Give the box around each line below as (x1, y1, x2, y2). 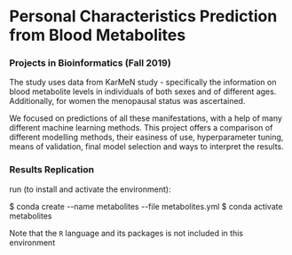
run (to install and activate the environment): (9, 184, 171, 195)
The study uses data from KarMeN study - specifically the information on (9, 77, 277, 88)
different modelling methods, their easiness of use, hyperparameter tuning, (9, 131, 284, 143)
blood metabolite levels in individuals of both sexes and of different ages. (9, 86, 277, 97)
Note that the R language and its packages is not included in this (9, 227, 244, 238)
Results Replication (9, 163, 95, 176)
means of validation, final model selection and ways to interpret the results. (9, 141, 284, 152)
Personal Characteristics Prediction (9, 6, 278, 27)
